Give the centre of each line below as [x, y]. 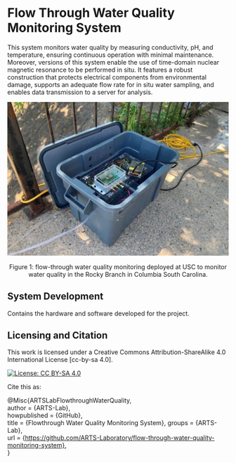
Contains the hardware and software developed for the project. [98, 313]
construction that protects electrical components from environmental [107, 77]
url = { [17, 438]
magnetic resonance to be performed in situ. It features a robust [100, 70]
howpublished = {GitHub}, [45, 415]
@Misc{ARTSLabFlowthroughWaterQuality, [70, 400]
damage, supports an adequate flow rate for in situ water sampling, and [111, 84]
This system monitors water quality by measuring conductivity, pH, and [110, 47]
